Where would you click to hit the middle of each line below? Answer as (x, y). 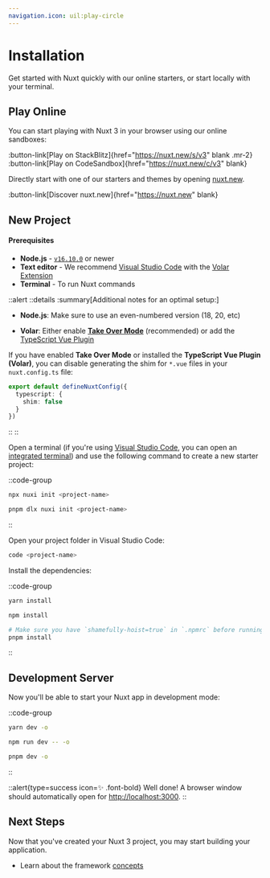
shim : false (43, 402)
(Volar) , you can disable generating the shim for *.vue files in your (118, 363)
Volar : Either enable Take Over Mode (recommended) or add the (127, 330)
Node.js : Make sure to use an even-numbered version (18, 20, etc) (130, 315)
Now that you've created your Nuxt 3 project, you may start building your (129, 841)
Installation (47, 55)
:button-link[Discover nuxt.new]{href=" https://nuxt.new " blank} (113, 195)
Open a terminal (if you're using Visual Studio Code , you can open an (123, 448)
